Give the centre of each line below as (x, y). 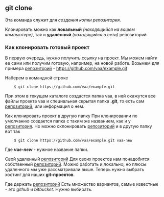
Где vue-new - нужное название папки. (47, 149)
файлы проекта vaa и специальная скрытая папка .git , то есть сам (75, 101)
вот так (13, 131)
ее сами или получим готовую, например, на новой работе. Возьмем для (82, 63)
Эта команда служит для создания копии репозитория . (63, 20)
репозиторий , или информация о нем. (45, 106)
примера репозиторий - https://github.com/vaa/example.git (66, 69)
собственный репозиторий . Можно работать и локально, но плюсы (76, 164)
